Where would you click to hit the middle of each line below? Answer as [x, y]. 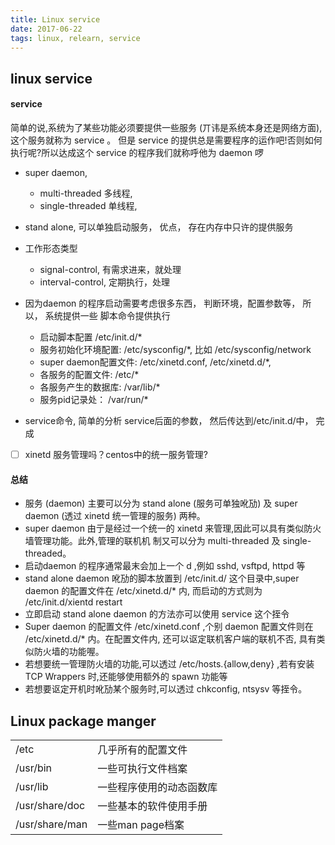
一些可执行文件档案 [142, 769]
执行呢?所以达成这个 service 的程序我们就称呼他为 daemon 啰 [137, 152]
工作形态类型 [51, 248]
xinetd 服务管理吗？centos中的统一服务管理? [116, 454]
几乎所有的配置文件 [142, 750]
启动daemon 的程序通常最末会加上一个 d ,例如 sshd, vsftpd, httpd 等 [165, 566]
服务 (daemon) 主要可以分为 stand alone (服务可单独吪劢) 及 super [161, 503]
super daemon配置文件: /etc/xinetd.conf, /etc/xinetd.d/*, [155, 362]
